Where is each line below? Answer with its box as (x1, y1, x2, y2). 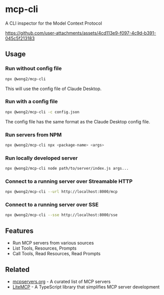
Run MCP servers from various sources (12, 240, 94, 246)
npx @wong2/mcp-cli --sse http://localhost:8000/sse (5, 212, 118, 217)
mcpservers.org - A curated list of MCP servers (12, 278, 111, 284)
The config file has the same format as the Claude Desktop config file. (5, 118, 150, 124)
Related (5, 265, 30, 274)
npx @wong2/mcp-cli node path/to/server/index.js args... (5, 166, 129, 171)
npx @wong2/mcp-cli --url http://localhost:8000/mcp (5, 189, 118, 194)
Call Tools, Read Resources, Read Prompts (12, 251, 101, 257)
